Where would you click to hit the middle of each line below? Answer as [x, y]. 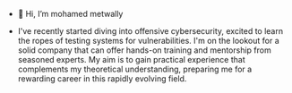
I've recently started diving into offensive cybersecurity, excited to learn [150, 31]
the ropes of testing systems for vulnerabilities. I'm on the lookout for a [148, 41]
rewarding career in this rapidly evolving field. [102, 79]
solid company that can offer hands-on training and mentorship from [144, 50]
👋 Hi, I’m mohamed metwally [70, 14]
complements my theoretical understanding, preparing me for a [135, 69]
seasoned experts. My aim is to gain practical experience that [131, 59]
